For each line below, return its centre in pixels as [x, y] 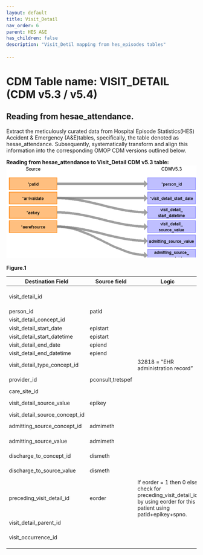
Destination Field [47, 281]
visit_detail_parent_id [35, 523]
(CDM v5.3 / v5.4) [52, 95]
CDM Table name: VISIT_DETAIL [88, 82]
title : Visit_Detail [32, 19]
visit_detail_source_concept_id [47, 414]
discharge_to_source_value [42, 470]
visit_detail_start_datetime [41, 336]
